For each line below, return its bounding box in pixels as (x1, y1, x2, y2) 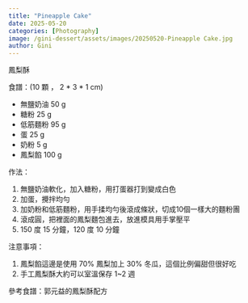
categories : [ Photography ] (8, 27, 99, 35)
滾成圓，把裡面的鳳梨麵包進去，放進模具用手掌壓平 (19, 215, 191, 225)
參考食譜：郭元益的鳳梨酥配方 (8, 286, 107, 296)
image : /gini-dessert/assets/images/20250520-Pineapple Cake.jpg (8, 34, 233, 43)
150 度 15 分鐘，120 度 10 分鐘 (19, 225, 120, 234)
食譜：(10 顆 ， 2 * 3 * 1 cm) (8, 82, 103, 92)
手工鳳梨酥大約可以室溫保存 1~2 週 (19, 269, 136, 279)
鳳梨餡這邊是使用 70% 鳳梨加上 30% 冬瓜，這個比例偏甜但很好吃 (19, 259, 237, 269)
